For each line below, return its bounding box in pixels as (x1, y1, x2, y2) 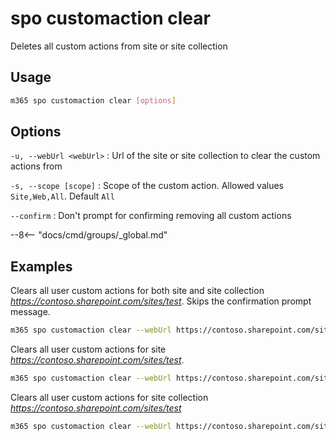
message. (10, 306, 51, 318)
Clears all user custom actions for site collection (10, 392, 209, 403)
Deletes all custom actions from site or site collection (10, 40, 228, 52)
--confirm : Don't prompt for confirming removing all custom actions (10, 210, 292, 222)
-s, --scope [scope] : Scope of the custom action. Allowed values (10, 180, 284, 192)
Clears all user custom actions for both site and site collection (10, 285, 265, 297)
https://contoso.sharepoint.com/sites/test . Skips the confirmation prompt (10, 295, 312, 307)
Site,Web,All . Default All (10, 190, 115, 202)
